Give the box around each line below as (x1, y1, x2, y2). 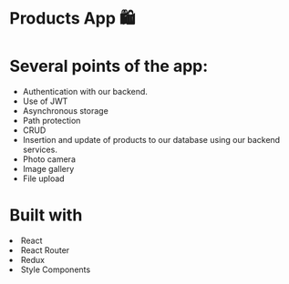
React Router (21, 245, 70, 256)
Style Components (21, 264, 91, 275)
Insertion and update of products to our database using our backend (22, 135, 281, 146)
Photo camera (22, 154, 76, 165)
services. (22, 144, 57, 156)
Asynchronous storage (22, 106, 109, 117)
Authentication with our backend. (22, 86, 149, 97)
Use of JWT (22, 96, 68, 106)
